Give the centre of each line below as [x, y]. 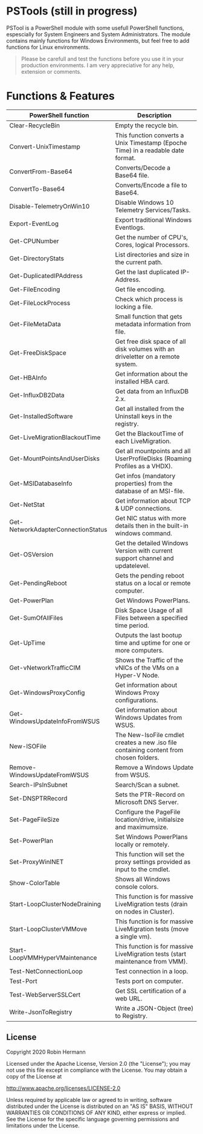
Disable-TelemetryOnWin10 [50, 206]
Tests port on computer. [149, 981]
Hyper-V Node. [137, 675]
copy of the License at [34, 1076]
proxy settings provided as [153, 862]
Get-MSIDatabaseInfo [41, 483]
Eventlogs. [130, 227]
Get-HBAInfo [28, 378]
